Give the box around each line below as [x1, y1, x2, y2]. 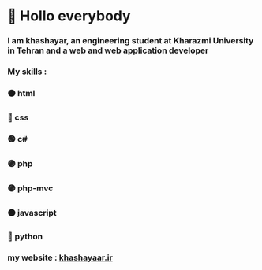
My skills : [7, 66, 47, 77]
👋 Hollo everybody [7, 7, 131, 25]
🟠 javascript [7, 207, 57, 218]
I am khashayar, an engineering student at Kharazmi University [7, 35, 254, 46]
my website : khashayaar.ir [7, 252, 114, 263]
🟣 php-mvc [7, 183, 54, 194]
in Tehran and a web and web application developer [7, 45, 209, 56]
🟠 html [7, 87, 36, 98]
